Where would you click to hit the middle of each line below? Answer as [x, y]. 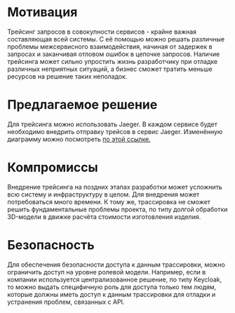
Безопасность [51, 245]
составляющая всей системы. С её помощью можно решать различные [116, 39]
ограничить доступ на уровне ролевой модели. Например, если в [107, 272]
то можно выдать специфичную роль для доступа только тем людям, [112, 287]
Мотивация [42, 12]
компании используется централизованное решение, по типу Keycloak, [115, 279]
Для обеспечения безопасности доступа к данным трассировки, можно [116, 265]
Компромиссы [53, 167]
